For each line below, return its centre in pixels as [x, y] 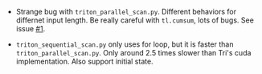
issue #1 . [31, 29]
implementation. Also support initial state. [85, 61]
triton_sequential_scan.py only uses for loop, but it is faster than [125, 44]
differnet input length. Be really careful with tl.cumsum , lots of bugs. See [135, 20]
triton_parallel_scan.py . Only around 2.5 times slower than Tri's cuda [133, 53]
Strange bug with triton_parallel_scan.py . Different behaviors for [126, 12]
